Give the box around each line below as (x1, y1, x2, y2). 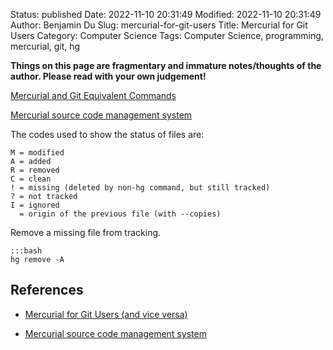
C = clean (10, 174, 52, 184)
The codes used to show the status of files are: (10, 129, 205, 140)
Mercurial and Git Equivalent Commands (10, 90, 177, 101)
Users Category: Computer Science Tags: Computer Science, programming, (10, 30, 324, 41)
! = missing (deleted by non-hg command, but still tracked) (10, 183, 271, 193)
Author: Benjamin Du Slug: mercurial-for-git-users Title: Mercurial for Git (10, 19, 308, 31)
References (10, 282, 84, 299)
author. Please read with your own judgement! (10, 70, 207, 82)
